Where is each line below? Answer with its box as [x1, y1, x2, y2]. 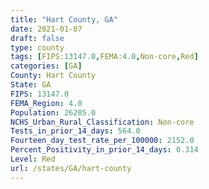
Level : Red [10, 154, 56, 164]
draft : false [10, 33, 65, 43]
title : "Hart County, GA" [10, 14, 118, 25]
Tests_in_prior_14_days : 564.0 [10, 126, 141, 136]
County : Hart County [10, 71, 97, 81]
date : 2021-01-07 [10, 24, 83, 34]
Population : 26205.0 [10, 107, 97, 118]
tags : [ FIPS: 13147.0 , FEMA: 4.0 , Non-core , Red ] [10, 52, 199, 62]
